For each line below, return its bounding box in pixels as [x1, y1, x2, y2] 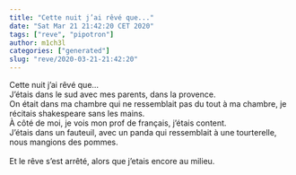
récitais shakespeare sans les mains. [9, 109, 145, 118]
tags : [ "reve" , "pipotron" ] [9, 30, 115, 39]
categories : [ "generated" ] [9, 47, 110, 56]
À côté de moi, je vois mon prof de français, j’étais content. [9, 118, 227, 128]
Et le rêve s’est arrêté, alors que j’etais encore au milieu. [9, 156, 215, 166]
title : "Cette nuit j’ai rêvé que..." [9, 13, 154, 22]
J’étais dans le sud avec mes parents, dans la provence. [9, 89, 216, 100]
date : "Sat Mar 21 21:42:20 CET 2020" [9, 22, 154, 31]
